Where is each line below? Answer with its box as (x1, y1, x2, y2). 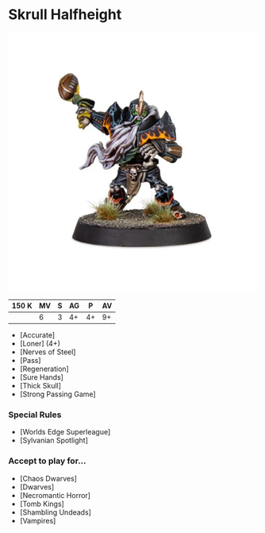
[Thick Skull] (19, 380, 62, 390)
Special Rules (8, 409, 62, 420)
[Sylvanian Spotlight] (19, 435, 89, 446)
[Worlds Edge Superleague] (19, 427, 111, 437)
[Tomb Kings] (19, 499, 65, 508)
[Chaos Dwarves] (19, 473, 78, 483)
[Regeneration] (19, 364, 69, 373)
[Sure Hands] (19, 372, 63, 382)
